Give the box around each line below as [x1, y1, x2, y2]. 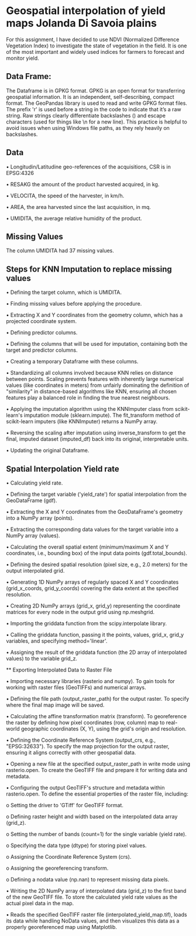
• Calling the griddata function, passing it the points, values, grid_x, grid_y [6, 631, 184, 638]
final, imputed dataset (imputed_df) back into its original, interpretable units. [6, 436, 189, 443]
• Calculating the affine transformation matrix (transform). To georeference [6, 713, 187, 719]
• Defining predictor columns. [6, 329, 78, 336]
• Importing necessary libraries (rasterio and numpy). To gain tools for [6, 678, 176, 684]
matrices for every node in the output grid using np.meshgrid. [6, 609, 155, 615]
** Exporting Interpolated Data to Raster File [6, 666, 112, 673]
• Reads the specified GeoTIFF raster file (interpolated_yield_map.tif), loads [6, 911, 187, 918]
